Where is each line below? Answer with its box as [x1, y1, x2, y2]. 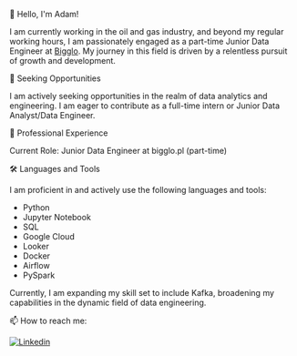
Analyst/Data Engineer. [9, 110, 96, 120]
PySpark [22, 270, 56, 280]
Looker [22, 241, 50, 251]
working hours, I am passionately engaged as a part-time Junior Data [9, 36, 270, 46]
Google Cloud [22, 231, 75, 241]
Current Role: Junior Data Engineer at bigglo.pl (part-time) [9, 146, 228, 156]
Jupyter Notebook [22, 212, 91, 222]
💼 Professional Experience [9, 127, 108, 138]
